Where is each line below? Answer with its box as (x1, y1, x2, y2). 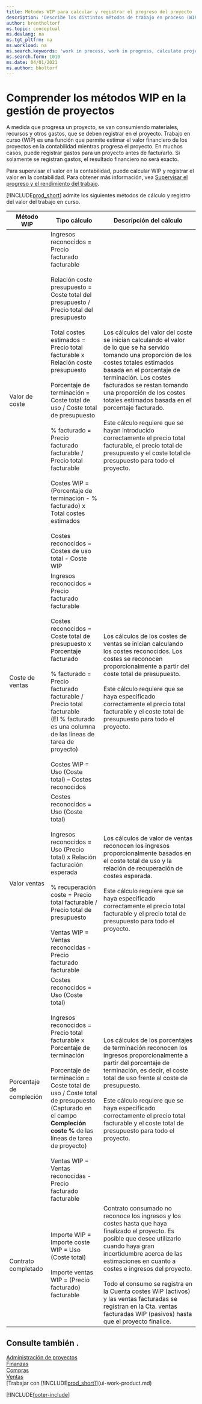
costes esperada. (103, 872, 152, 881)
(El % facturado (50, 715, 95, 724)
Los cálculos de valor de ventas (103, 834, 193, 843)
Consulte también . (6, 1338, 79, 1348)
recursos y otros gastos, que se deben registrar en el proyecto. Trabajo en (6, 130, 191, 138)
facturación (50, 861, 83, 869)
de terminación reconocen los (103, 1044, 188, 1052)
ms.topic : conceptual (6, 25, 61, 32)
